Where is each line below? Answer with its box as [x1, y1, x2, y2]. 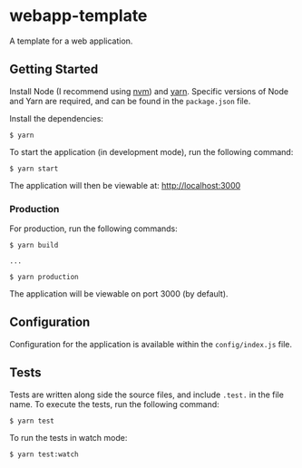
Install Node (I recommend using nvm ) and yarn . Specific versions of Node [9, 85, 288, 96]
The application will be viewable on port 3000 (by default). [9, 288, 229, 299]
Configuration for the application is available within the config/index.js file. [9, 338, 293, 349]
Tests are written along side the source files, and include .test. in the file [9, 389, 284, 400]
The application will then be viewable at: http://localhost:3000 [9, 180, 241, 190]
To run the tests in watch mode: [9, 432, 128, 443]
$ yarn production [9, 273, 79, 282]
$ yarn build [9, 241, 59, 250]
